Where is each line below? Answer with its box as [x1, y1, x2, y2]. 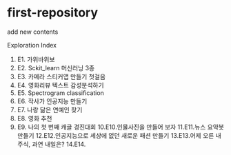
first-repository [7, 5, 99, 21]
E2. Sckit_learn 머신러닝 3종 [17, 63, 95, 72]
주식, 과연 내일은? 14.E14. [17, 140, 86, 148]
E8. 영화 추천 [17, 114, 52, 122]
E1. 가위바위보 [17, 55, 55, 63]
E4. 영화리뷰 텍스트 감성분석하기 [17, 81, 105, 89]
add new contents [7, 28, 59, 36]
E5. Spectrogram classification [17, 88, 105, 97]
